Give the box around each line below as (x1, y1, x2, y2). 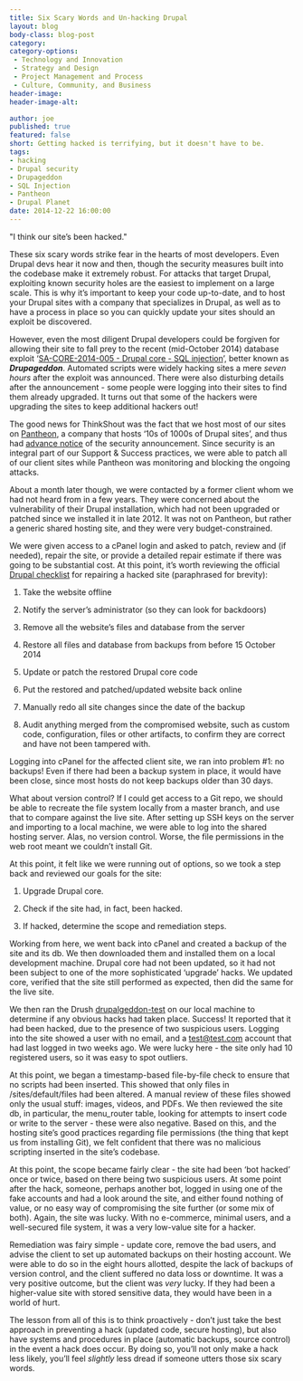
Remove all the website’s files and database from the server (22, 621, 246, 632)
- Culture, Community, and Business (13, 81, 152, 90)
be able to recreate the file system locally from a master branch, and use (9, 802, 280, 813)
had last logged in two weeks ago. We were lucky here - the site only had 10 (9, 1042, 293, 1053)
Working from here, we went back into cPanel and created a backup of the (9, 938, 288, 949)
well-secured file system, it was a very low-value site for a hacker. (9, 1222, 256, 1232)
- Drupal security (9, 164, 79, 173)
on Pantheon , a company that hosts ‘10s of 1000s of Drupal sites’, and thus (9, 427, 288, 439)
